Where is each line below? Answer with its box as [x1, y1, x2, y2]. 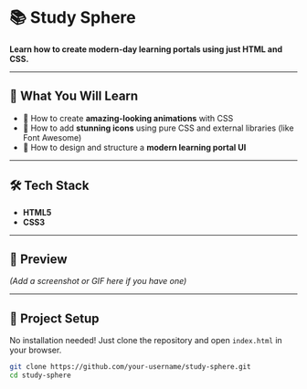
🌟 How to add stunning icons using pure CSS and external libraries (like [22, 122, 294, 133]
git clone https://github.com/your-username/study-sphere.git [9, 363, 251, 372]
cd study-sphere [9, 371, 71, 380]
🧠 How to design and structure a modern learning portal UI [22, 142, 247, 152]
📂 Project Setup [9, 310, 100, 326]
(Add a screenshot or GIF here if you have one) [9, 276, 187, 287]
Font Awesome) [22, 131, 82, 142]
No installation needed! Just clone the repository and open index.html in [9, 335, 283, 346]
